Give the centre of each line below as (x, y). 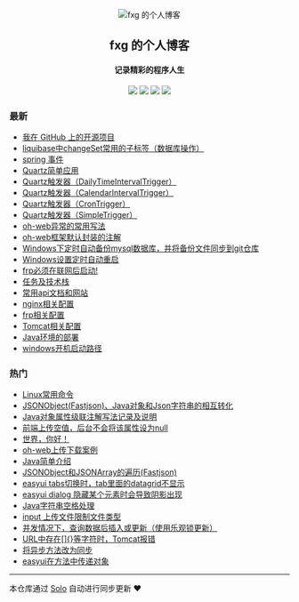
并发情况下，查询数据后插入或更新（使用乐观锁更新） (120, 528)
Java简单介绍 (47, 462)
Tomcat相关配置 (52, 325)
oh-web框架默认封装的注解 (72, 237)
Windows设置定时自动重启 (70, 259)
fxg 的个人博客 (149, 46)
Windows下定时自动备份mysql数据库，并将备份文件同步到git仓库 (141, 248)
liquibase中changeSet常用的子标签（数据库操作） (113, 148)
